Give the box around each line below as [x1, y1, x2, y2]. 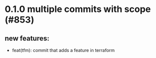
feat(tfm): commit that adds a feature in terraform [12, 47, 115, 53]
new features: [5, 34, 50, 42]
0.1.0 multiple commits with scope [5, 3, 151, 15]
